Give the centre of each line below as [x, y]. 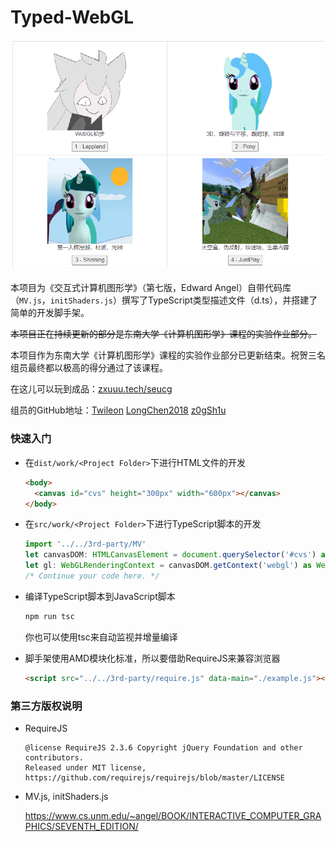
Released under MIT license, [85, 767]
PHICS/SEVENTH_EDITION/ [81, 826]
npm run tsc [49, 616]
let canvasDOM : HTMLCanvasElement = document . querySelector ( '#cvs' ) [170, 555]
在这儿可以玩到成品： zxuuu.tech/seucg [91, 389]
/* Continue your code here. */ [92, 576]
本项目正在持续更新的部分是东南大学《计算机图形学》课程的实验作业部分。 [163, 334]
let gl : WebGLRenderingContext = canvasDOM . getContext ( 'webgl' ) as [168, 566]
